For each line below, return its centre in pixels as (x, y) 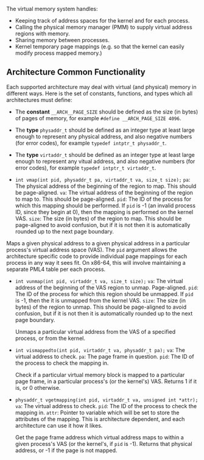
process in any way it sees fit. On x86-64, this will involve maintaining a (96, 262)
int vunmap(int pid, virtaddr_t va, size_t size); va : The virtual (99, 281)
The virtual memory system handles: (52, 9)
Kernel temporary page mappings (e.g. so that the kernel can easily (100, 46)
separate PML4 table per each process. (56, 269)
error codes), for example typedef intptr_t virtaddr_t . (86, 168)
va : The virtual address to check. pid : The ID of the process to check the (106, 406)
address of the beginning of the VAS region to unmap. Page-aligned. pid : (107, 287)
